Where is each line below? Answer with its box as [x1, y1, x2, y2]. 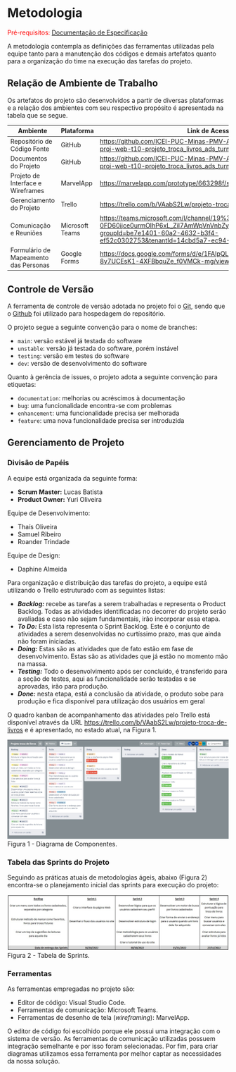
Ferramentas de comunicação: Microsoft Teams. [17, 1006, 158, 1014]
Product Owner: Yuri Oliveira [17, 495, 102, 503]
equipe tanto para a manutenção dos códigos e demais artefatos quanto [7, 49, 216, 58]
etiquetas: [7, 381, 37, 389]
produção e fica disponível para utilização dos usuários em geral [17, 696, 205, 706]
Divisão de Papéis [7, 458, 70, 468]
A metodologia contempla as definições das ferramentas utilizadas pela [7, 42, 214, 50]
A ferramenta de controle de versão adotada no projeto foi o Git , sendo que [7, 302, 226, 311]
